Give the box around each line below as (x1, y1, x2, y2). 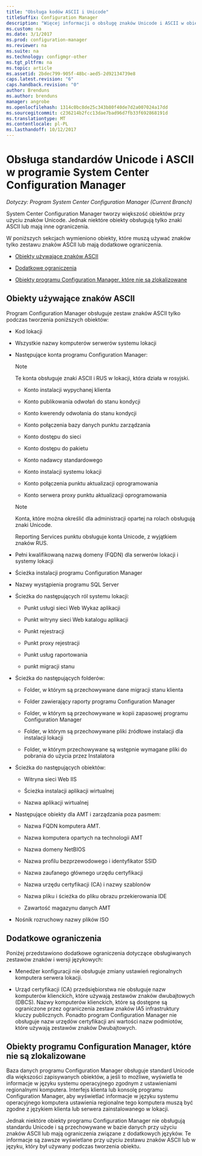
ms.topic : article (6, 65, 52, 71)
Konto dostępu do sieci (23, 433, 81, 440)
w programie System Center (6, 165, 149, 179)
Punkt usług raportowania (23, 651, 88, 658)
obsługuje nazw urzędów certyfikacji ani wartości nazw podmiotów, (14, 1018, 183, 1025)
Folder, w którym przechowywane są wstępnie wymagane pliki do (23, 746, 188, 753)
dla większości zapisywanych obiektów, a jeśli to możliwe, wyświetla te (6, 1073, 183, 1081)
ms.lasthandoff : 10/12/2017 (6, 127, 77, 133)
